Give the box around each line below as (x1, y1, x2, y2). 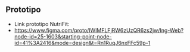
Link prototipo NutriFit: (14, 20, 70, 27)
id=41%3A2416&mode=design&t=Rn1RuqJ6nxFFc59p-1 (14, 39, 151, 46)
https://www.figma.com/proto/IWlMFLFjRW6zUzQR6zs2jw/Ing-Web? (14, 27, 184, 34)
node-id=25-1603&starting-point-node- (14, 32, 112, 40)
